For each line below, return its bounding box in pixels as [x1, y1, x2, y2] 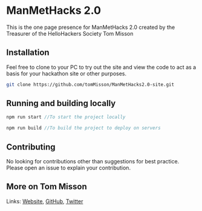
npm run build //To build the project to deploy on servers [6, 125, 161, 131]
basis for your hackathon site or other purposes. [6, 70, 127, 77]
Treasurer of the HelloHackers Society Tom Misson [6, 30, 134, 37]
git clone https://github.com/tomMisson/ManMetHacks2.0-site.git [6, 81, 174, 87]
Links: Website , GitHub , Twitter [6, 197, 83, 205]
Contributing [6, 142, 56, 152]
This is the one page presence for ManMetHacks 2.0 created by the [6, 24, 175, 31]
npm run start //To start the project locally [6, 114, 126, 121]
